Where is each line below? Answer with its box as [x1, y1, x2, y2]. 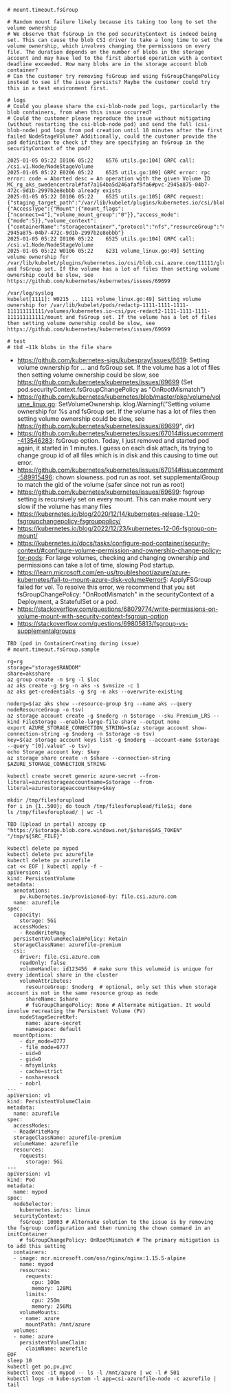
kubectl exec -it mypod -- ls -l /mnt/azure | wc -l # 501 [7, 1369, 180, 1376]
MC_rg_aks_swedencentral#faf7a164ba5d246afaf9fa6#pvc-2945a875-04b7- [7, 181, 211, 188]
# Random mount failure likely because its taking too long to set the [7, 19, 217, 25]
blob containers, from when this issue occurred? [7, 109, 153, 116]
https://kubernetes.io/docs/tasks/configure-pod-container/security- [16, 539, 211, 547]
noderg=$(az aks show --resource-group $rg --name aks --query [7, 700, 192, 707]
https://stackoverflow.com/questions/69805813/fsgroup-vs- [16, 620, 188, 627]
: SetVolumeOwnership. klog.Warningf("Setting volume [54, 400, 211, 408]
